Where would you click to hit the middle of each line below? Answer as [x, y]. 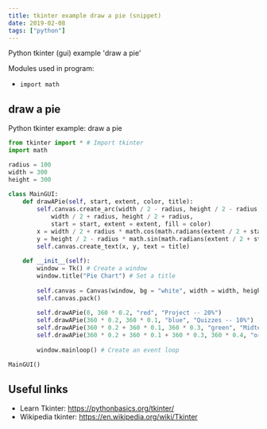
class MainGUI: [33, 195]
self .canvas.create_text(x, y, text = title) [114, 246]
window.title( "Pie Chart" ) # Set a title [106, 276]
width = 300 [28, 172]
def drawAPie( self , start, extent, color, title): [108, 202]
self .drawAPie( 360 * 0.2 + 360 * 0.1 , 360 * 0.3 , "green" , [137, 328]
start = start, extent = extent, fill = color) [131, 224]
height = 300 [30, 179]
